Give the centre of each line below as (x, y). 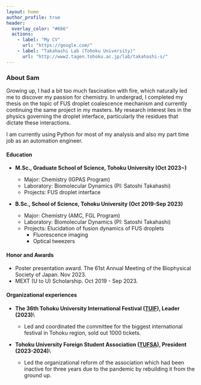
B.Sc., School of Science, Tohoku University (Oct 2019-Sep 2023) (99, 204)
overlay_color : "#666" (40, 29)
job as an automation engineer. (45, 140)
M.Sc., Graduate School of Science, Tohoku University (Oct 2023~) (101, 168)
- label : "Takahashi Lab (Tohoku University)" (76, 51)
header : (16, 23)
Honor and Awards (30, 255)
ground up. (38, 375)
